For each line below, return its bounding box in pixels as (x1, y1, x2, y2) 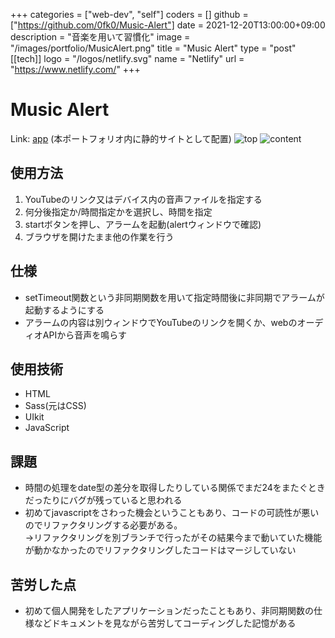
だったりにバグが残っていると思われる (24, 494, 183, 506)
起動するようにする (24, 304, 105, 316)
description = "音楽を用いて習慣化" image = (10, 31, 191, 43)
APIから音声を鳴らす (42, 329, 127, 341)
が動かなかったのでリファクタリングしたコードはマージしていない (24, 544, 297, 556)
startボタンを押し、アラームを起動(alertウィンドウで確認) (24, 218, 262, 230)
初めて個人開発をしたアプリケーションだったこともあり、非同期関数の (24, 605, 314, 616)
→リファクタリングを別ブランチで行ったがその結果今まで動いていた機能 (24, 532, 323, 544)
